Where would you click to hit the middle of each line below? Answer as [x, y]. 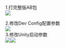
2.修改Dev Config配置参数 [33, 23]
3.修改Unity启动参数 [26, 35]
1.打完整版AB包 [21, 7]
